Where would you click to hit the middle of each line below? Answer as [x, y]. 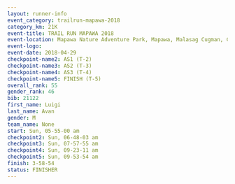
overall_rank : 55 [33, 85]
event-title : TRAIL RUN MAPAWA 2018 [60, 33]
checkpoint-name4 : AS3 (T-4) [50, 72]
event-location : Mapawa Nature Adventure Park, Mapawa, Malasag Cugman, [115, 40]
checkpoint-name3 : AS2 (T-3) [50, 66]
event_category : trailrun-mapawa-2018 [64, 20]
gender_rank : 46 [31, 92]
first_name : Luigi [34, 105]
